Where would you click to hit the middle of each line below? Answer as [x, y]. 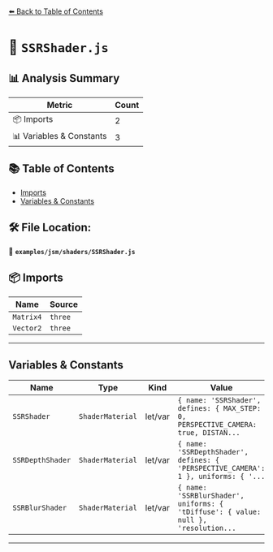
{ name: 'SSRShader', [219, 401]
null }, [192, 520]
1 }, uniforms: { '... [221, 477]
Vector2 [27, 328]
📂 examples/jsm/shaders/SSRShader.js [72, 251]
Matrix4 [27, 317]
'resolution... [207, 528]
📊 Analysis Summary [64, 78]
